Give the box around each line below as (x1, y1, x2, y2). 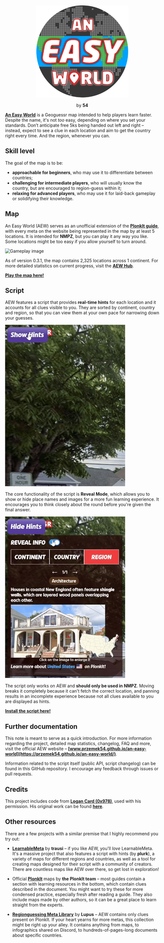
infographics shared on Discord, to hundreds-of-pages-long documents (12, 927, 158, 933)
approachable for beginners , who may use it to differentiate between (12, 169, 153, 175)
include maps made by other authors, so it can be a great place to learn (12, 896, 157, 902)
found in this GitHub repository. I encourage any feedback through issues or (5, 766, 159, 772)
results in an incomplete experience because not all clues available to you (5, 693, 154, 700)
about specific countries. (12, 932, 63, 938)
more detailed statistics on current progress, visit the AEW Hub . (5, 263, 134, 269)
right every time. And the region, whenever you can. (5, 133, 110, 138)
